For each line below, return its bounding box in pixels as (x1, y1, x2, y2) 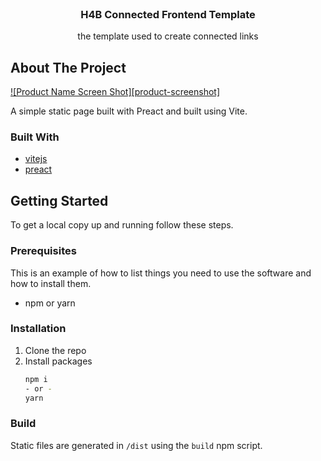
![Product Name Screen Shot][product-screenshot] (10, 86, 221, 98)
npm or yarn (24, 297, 76, 309)
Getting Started (10, 192, 109, 209)
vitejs (24, 153, 48, 165)
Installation (10, 322, 67, 336)
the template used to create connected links (77, 30, 259, 42)
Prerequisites (10, 244, 77, 258)
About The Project (10, 59, 127, 76)
